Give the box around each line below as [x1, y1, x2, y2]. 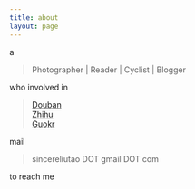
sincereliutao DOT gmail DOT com [31, 153, 159, 164]
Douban [31, 99, 62, 109]
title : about [9, 13, 59, 23]
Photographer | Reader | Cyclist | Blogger [31, 64, 186, 75]
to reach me [9, 171, 54, 182]
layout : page [9, 22, 59, 31]
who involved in [9, 81, 68, 92]
